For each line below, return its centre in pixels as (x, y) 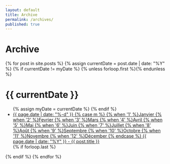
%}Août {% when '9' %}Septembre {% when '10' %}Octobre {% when (87, 131)
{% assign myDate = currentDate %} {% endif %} (65, 109)
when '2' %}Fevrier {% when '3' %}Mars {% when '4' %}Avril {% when (88, 120)
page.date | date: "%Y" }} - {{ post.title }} (56, 142)
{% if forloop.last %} (34, 147)
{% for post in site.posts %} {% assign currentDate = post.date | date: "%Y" (85, 64)
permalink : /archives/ (29, 19)
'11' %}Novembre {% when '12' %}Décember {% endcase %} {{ (80, 136)
